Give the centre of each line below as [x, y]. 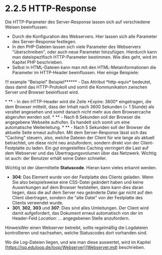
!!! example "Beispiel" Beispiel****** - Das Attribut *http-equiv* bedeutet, [78, 82]
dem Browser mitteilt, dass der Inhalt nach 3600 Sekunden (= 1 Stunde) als [80, 107]
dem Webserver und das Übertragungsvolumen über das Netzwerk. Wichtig [81, 153]
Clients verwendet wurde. [38, 203]
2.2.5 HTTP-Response [51, 8]
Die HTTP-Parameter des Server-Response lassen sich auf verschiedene [78, 22]
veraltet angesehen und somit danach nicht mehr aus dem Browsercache [78, 112]
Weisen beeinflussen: [27, 27]
